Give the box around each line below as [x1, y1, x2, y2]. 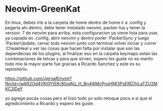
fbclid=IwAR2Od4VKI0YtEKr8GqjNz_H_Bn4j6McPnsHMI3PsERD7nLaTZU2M [5, 80, 158, 86]
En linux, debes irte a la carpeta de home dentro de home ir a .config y [5, 19, 146, 25]
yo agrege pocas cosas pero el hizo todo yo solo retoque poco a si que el [5, 95, 152, 101]
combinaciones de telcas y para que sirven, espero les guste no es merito [5, 55, 153, 61]
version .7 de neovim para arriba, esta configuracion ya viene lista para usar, [5, 30, 159, 36]
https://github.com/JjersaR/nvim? [5, 75, 72, 81]
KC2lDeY [5, 86, 23, 92]
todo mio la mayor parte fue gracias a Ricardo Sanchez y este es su [5, 61, 141, 67]
